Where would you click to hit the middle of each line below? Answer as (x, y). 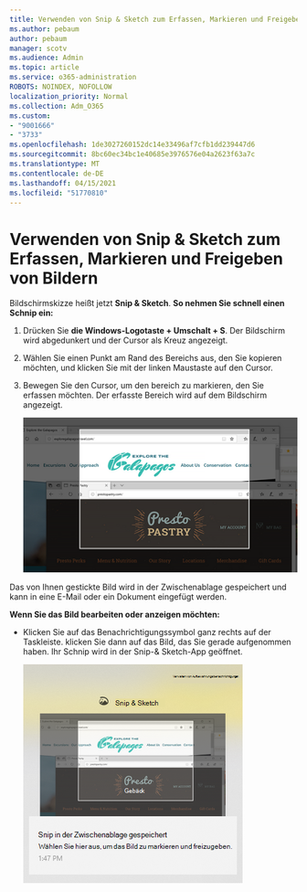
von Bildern (54, 278)
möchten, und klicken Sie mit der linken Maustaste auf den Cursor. (148, 368)
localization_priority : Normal (69, 96)
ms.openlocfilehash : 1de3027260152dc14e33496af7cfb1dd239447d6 (132, 145)
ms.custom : (30, 116)
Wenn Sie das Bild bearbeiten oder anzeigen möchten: (115, 614)
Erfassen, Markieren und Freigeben (146, 258)
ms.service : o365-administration (73, 78)
